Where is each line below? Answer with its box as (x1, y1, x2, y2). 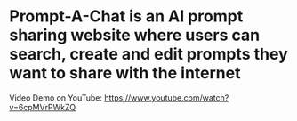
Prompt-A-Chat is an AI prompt (9, 6, 244, 27)
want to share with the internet (9, 63, 241, 84)
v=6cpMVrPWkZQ (9, 101, 76, 112)
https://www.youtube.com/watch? (103, 92, 229, 103)
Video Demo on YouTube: (9, 92, 103, 103)
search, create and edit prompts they (9, 44, 288, 64)
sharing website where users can (9, 25, 261, 45)
